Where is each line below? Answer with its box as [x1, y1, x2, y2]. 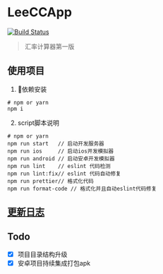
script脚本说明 [17, 118, 60, 127]
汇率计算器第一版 [24, 42, 75, 50]
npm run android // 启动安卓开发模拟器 [7, 155, 115, 162]
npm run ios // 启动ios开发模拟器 [7, 148, 114, 155]
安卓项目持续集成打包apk [17, 259, 90, 268]
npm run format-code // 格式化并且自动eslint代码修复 [7, 185, 157, 192]
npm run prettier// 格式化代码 [7, 177, 94, 184]
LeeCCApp [7, 4, 73, 20]
